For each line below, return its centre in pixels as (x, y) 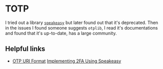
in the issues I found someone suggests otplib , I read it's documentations (81, 27)
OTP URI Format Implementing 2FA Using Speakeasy (67, 61)
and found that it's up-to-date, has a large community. (61, 33)
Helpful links (25, 49)
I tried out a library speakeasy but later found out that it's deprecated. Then (82, 22)
